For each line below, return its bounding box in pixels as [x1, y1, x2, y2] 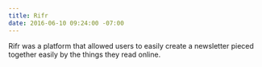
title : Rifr [8, 11, 48, 20]
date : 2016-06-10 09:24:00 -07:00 [8, 19, 125, 27]
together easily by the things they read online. [8, 49, 161, 59]
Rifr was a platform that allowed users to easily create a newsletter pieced [8, 41, 254, 50]
